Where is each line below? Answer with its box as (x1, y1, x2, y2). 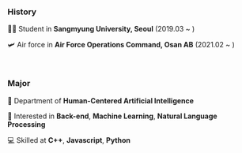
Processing (7, 119, 46, 129)
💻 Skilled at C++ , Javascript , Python (7, 135, 131, 144)
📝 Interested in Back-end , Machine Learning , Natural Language (7, 111, 218, 121)
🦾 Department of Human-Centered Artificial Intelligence (7, 95, 195, 105)
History (7, 6, 37, 17)
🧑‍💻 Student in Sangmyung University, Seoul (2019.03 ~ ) (7, 24, 195, 34)
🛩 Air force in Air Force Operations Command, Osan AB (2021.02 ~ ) (7, 40, 235, 50)
